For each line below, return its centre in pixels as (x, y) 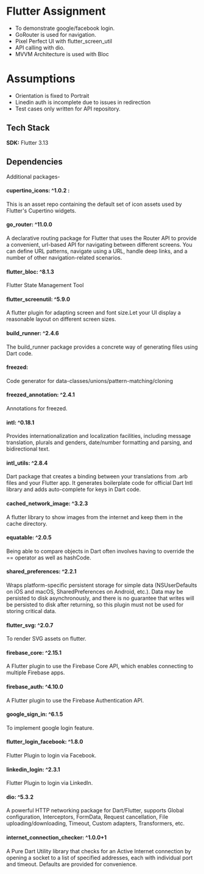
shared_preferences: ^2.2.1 (42, 572)
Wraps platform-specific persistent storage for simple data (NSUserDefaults (102, 585)
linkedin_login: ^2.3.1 (33, 769)
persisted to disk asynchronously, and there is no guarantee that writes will (100, 598)
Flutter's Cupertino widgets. (41, 210)
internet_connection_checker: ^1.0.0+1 (56, 837)
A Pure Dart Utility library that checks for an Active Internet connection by (99, 851)
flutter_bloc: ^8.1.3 (30, 271)
